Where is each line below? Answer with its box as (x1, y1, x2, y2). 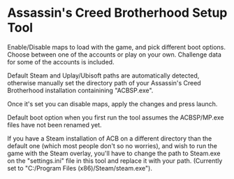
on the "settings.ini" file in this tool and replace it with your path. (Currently (7, 156, 223, 165)
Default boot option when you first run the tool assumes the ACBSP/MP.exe (7, 113, 224, 122)
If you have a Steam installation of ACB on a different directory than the (7, 134, 212, 143)
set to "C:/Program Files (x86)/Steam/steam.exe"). (7, 164, 152, 172)
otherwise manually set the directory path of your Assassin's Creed (7, 78, 201, 87)
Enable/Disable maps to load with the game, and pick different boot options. (7, 43, 226, 51)
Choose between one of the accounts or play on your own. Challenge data (7, 50, 222, 59)
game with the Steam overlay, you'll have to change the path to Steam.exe (7, 149, 221, 157)
